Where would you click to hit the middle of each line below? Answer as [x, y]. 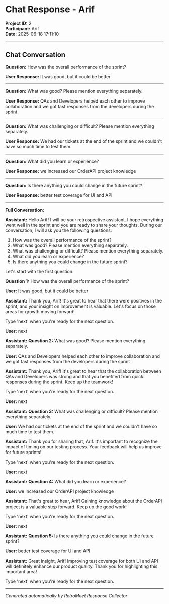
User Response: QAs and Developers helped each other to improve [75, 101]
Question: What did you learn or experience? [52, 161]
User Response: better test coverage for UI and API [59, 195]
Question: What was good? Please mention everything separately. [74, 91]
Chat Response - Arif [50, 9]
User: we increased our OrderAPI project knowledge [60, 491]
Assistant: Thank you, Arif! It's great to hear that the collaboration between [83, 371]
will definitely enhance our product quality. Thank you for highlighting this [81, 566]
